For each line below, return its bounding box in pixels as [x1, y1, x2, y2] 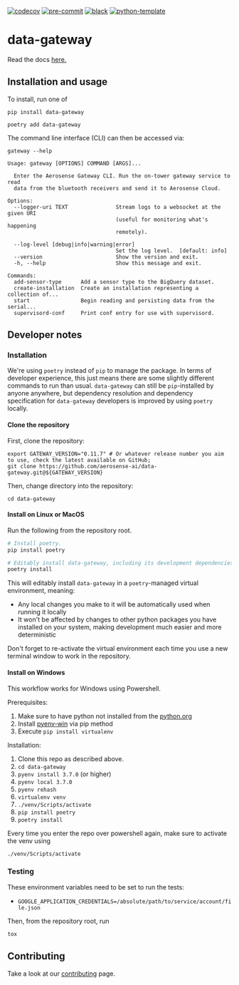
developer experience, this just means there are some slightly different [7, 374, 215, 383]
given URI [7, 210, 37, 217]
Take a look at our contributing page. [7, 969, 116, 978]
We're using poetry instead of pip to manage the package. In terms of [7, 366, 212, 375]
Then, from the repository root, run [7, 917, 110, 925]
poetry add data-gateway [7, 121, 81, 128]
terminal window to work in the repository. [7, 652, 132, 661]
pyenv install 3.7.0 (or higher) [17, 770, 112, 778]
